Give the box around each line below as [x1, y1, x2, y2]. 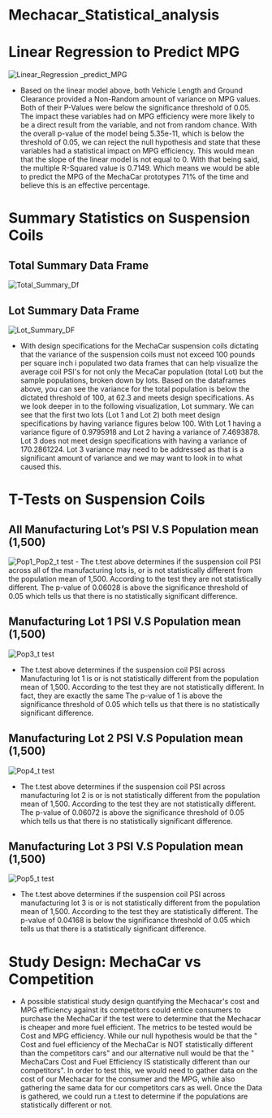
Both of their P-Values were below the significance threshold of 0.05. [19, 103, 251, 113]
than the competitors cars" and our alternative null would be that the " [19, 1048, 254, 1058]
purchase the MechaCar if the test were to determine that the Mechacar [19, 1014, 261, 1024]
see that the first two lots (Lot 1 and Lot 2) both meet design [19, 409, 221, 419]
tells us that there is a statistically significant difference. [19, 924, 207, 934]
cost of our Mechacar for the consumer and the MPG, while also [19, 1074, 235, 1084]
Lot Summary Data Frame [8, 303, 140, 318]
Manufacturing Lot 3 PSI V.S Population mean [8, 839, 244, 853]
